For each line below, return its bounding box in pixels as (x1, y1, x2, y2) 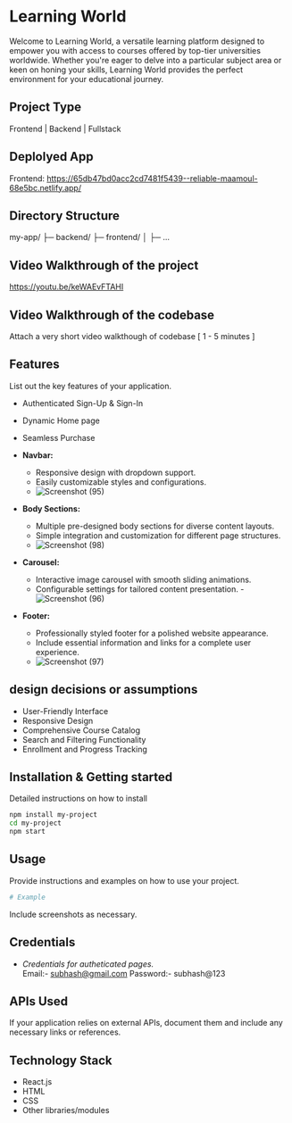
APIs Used (9, 994, 69, 1009)
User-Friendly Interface (21, 705, 109, 716)
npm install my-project (9, 811, 98, 819)
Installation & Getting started (9, 769, 173, 785)
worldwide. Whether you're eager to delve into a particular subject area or (9, 54, 282, 65)
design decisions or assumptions (9, 682, 198, 697)
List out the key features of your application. (9, 380, 172, 391)
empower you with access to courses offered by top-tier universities (9, 45, 262, 55)
